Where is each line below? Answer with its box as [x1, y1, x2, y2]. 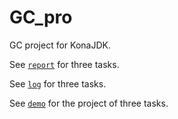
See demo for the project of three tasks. [9, 97, 169, 109]
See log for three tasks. [9, 77, 107, 90]
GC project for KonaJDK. [9, 39, 111, 51]
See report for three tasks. [9, 58, 120, 70]
